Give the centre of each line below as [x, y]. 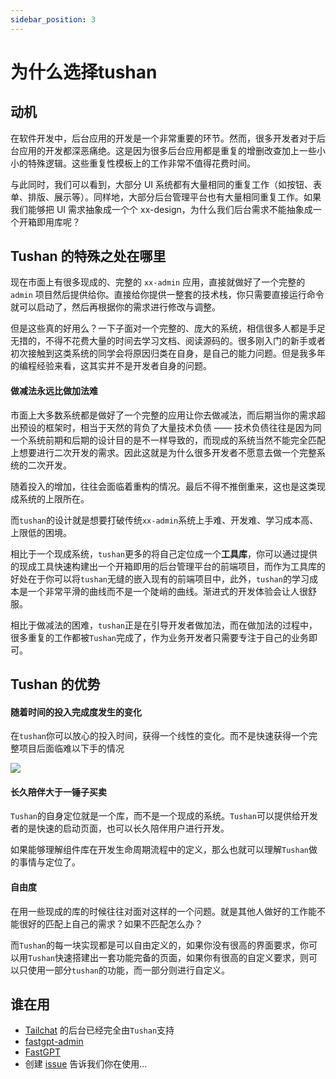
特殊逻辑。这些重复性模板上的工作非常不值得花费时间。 [141, 163]
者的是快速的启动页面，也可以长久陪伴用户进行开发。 [120, 828]
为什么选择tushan [84, 72]
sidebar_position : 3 [53, 19]
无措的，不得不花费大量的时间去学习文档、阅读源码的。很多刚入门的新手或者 [168, 341]
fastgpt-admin [54, 1042]
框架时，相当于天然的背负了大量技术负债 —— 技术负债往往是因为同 [183, 427]
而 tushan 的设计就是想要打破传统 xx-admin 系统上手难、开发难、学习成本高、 [164, 520]
